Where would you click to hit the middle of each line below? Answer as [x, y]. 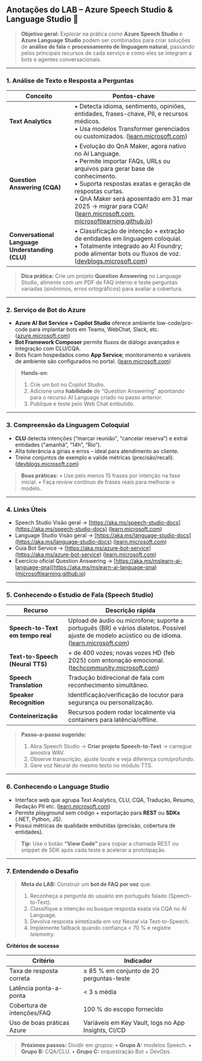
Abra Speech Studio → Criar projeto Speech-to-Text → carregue [111, 746]
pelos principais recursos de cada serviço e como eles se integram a [106, 53]
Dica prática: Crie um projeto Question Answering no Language [101, 276]
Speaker [22, 695]
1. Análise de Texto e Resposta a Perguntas [70, 81]
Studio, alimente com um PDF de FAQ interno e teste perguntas [99, 283]
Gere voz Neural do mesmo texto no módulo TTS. [91, 766]
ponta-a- [49, 988]
